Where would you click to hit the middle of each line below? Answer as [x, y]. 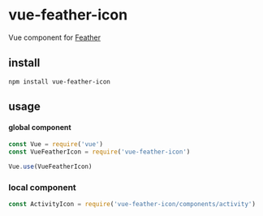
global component [40, 127]
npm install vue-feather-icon [60, 82]
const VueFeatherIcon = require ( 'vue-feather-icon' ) [99, 152]
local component [43, 187]
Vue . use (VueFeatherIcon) [50, 167]
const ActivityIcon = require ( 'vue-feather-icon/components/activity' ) [132, 205]
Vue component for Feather [55, 37]
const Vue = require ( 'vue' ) [56, 145]
